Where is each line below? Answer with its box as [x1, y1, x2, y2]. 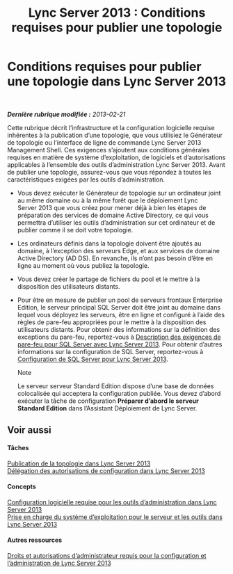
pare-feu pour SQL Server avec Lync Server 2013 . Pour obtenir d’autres [17, 340, 223, 349]
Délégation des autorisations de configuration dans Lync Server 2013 [7, 466, 205, 475]
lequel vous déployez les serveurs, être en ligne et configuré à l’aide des [17, 310, 225, 319]
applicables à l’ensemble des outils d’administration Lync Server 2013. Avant [7, 160, 226, 168]
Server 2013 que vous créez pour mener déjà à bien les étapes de [17, 203, 207, 212]
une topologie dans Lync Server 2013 [7, 74, 226, 90]
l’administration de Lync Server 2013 [7, 559, 111, 567]
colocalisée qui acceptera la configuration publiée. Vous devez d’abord [17, 389, 221, 397]
